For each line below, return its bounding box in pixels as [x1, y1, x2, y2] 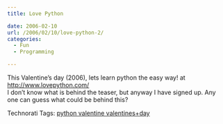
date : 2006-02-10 [7, 22, 58, 30]
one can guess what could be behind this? [7, 96, 129, 104]
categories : [7, 35, 42, 42]
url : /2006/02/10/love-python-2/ [7, 29, 104, 36]
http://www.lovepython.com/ [7, 81, 90, 89]
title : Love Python [7, 10, 64, 17]
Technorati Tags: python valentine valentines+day [7, 109, 151, 117]
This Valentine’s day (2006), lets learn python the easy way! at [7, 73, 185, 82]
